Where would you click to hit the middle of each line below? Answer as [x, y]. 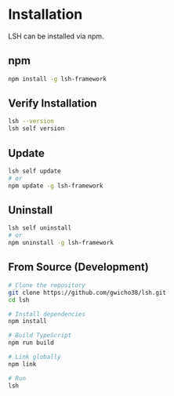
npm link [22, 364]
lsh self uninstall [40, 228]
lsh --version [31, 122]
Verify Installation [53, 104]
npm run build [31, 343]
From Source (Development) [78, 267]
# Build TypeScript [40, 336]
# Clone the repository [47, 285]
